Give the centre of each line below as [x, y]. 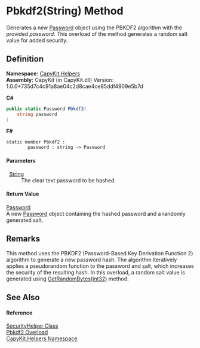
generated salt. [25, 220]
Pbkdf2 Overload [27, 332]
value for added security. [37, 40]
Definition [25, 59]
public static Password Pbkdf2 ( [46, 109]
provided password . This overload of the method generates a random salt [97, 33]
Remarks [23, 239]
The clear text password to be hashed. [69, 180]
